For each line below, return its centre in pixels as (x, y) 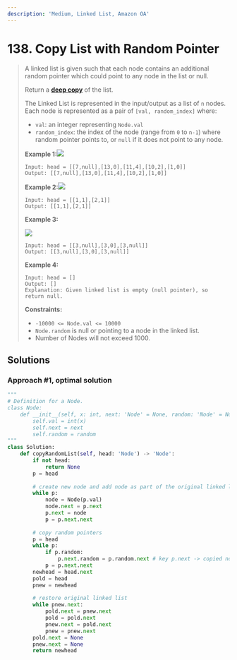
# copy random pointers (67, 533)
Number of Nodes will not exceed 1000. (92, 338)
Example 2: (41, 187)
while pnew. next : (58, 605)
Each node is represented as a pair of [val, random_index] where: (121, 111)
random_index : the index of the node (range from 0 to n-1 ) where (128, 132)
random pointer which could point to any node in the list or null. (116, 76)
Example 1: (41, 154)
